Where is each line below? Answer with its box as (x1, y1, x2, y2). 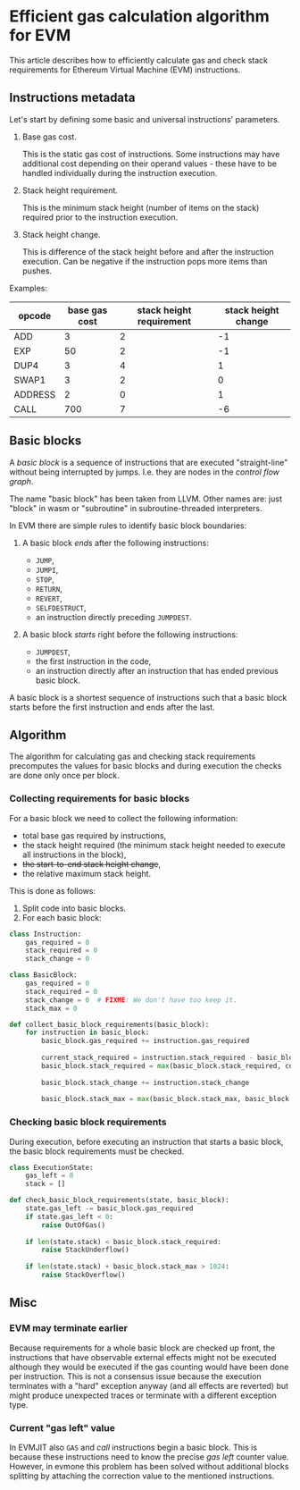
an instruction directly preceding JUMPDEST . (35, 611, 192, 622)
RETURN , (35, 583, 62, 593)
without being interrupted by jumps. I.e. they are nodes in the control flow (9, 467, 279, 477)
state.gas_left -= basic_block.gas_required (25, 1204, 194, 1213)
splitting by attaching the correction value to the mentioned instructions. (9, 1470, 275, 1481)
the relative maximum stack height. (21, 868, 152, 879)
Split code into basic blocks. (21, 903, 127, 913)
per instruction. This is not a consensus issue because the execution (9, 1370, 262, 1382)
